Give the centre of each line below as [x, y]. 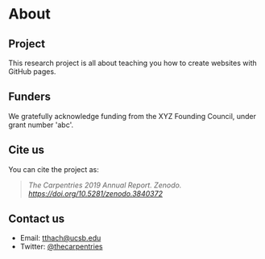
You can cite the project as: [54, 169]
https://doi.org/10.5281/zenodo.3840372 [95, 193]
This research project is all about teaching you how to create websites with [132, 63]
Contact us [37, 219]
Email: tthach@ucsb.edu [60, 238]
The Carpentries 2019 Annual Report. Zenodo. [105, 185]
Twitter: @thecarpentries [61, 247]
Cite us [27, 150]
